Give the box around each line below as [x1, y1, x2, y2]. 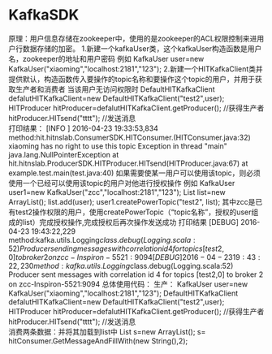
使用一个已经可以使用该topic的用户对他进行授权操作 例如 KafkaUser [8, 178, 235, 188]
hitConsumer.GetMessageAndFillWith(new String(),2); [8, 335, 188, 346]
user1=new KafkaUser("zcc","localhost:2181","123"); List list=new [8, 187, 226, 196]
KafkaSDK [8, 6, 80, 24]
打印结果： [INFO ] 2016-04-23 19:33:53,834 [8, 123, 158, 133]
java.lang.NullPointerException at [8, 149, 119, 159]
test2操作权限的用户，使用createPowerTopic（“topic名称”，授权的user [15, 207, 252, 217]
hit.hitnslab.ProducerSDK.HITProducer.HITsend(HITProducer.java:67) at [8, 158, 248, 168]
